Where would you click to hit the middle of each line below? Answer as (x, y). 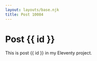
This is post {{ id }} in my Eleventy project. (49, 53)
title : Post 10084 (24, 14)
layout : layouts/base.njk (32, 10)
